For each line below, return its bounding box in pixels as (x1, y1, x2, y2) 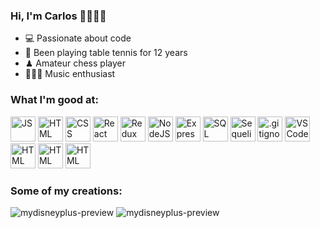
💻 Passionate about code (24, 32, 132, 44)
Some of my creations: (10, 184, 123, 198)
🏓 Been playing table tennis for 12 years (24, 47, 188, 59)
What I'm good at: (10, 93, 100, 107)
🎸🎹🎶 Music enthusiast (24, 68, 116, 80)
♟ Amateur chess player (24, 57, 126, 69)
